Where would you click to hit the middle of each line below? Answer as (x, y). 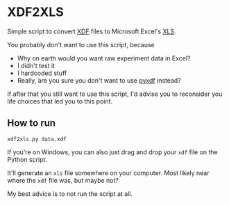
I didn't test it (36, 65)
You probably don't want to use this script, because (81, 44)
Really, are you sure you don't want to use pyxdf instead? (99, 80)
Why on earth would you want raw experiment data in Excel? (104, 58)
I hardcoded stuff (42, 73)
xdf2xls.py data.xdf (37, 139)
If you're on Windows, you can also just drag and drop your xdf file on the (113, 152)
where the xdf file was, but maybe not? (63, 180)
